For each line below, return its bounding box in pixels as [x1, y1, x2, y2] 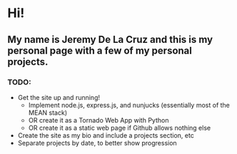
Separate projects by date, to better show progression [17, 138, 177, 147]
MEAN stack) [28, 108, 68, 117]
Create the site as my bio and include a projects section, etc [17, 130, 194, 140]
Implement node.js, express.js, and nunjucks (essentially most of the [28, 101, 231, 109]
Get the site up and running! [17, 93, 100, 101]
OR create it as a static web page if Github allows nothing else [28, 123, 211, 132]
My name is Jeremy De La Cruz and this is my [7, 34, 213, 46]
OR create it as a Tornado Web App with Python [28, 115, 169, 124]
